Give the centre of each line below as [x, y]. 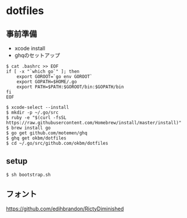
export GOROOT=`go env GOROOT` [55, 77]
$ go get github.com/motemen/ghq [47, 133]
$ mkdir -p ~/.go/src [32, 113]
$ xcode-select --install [37, 107]
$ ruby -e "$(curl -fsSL [36, 118]
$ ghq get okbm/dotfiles [36, 138]
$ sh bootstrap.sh [28, 175]
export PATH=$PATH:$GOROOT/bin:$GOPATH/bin [70, 87]
